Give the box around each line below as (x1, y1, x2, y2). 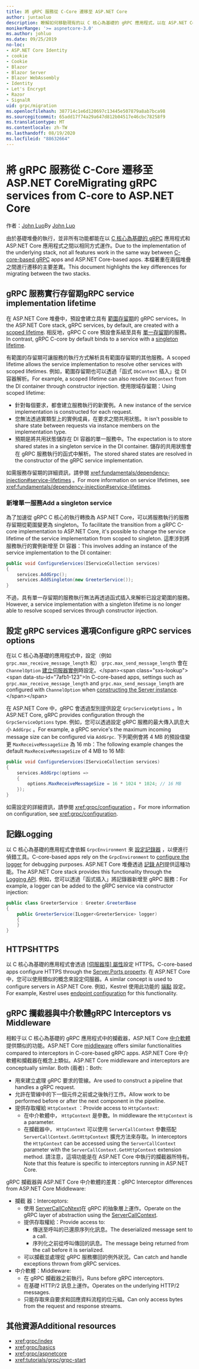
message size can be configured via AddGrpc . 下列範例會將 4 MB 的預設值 (6, 733, 185, 740)
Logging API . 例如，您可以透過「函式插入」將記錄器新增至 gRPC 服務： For (6, 875, 188, 883)
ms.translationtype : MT (6, 119, 65, 125)
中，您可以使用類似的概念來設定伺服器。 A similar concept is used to (6, 975, 173, 983)
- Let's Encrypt (6, 86, 46, 92)
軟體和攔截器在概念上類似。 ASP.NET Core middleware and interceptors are (6, 1056, 190, 1064)
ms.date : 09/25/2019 (6, 36, 57, 42)
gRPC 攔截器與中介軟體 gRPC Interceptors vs (6, 1008, 172, 1018)
